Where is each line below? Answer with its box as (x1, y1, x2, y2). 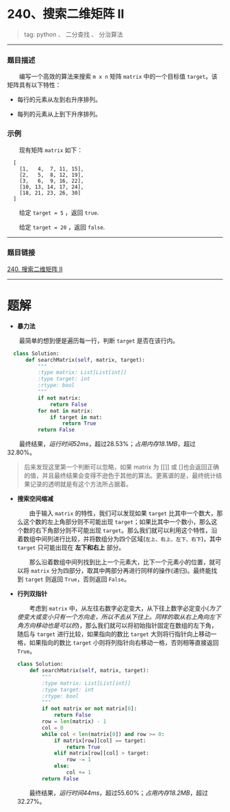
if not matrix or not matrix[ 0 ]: (42, 705, 138, 713)
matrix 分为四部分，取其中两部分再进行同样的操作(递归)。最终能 (30, 567, 212, 575)
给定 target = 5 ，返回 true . (19, 208, 99, 217)
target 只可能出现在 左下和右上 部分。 (16, 543, 125, 552)
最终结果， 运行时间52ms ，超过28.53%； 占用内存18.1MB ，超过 (19, 440, 196, 448)
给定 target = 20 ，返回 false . (19, 223, 105, 231)
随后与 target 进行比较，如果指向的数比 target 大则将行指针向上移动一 (16, 630, 217, 638)
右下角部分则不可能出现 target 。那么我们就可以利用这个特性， (35, 526, 212, 534)
